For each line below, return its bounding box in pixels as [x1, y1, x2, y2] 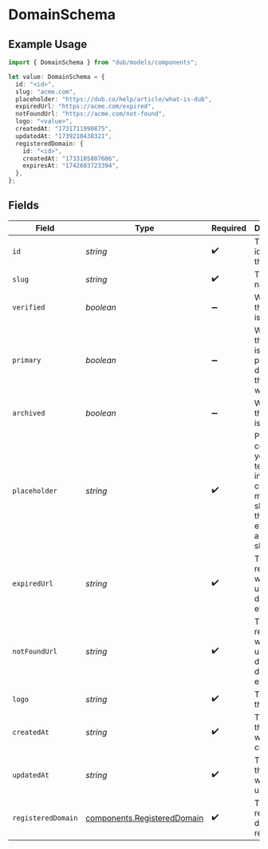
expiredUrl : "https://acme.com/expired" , [15, 102, 156, 111]
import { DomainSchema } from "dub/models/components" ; [8, 58, 198, 66]
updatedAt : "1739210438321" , [15, 132, 112, 140]
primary [12, 355, 41, 365]
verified [12, 302, 45, 312]
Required [211, 222, 247, 233]
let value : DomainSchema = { [8, 73, 105, 81]
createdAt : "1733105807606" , [22, 154, 120, 163]
